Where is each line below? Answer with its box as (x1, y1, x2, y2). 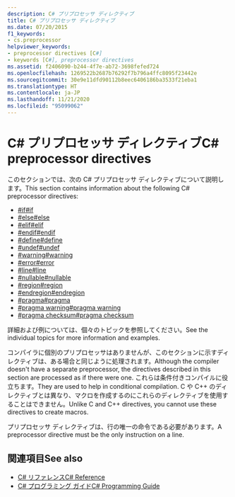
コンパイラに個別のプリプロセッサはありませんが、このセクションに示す (7, 348, 217, 356)
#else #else (17, 213, 50, 222)
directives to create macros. (7, 408, 89, 416)
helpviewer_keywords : (7, 43, 71, 50)
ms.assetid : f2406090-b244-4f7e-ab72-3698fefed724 (7, 63, 159, 70)
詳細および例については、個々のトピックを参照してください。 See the (7, 325, 208, 333)
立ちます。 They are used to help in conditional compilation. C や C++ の (7, 382, 216, 390)
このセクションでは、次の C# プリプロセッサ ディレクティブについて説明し (7, 175, 224, 183)
